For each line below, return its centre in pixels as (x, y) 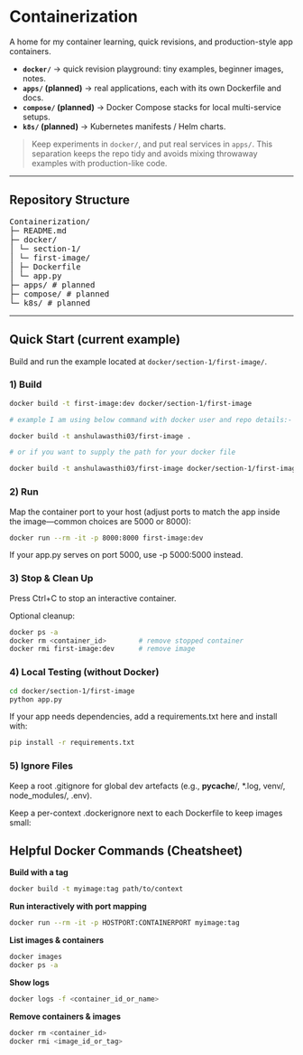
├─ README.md (38, 231)
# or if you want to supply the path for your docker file (123, 452)
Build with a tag (39, 872)
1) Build (26, 384)
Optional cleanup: (42, 616)
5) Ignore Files (41, 766)
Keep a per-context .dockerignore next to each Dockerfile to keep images (146, 813)
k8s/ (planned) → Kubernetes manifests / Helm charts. (124, 126)
